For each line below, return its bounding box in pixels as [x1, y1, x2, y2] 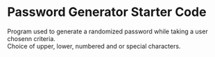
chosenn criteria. [7, 34, 55, 42]
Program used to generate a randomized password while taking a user [7, 27, 208, 35]
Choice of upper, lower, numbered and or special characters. [7, 42, 181, 50]
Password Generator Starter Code [7, 4, 207, 20]
